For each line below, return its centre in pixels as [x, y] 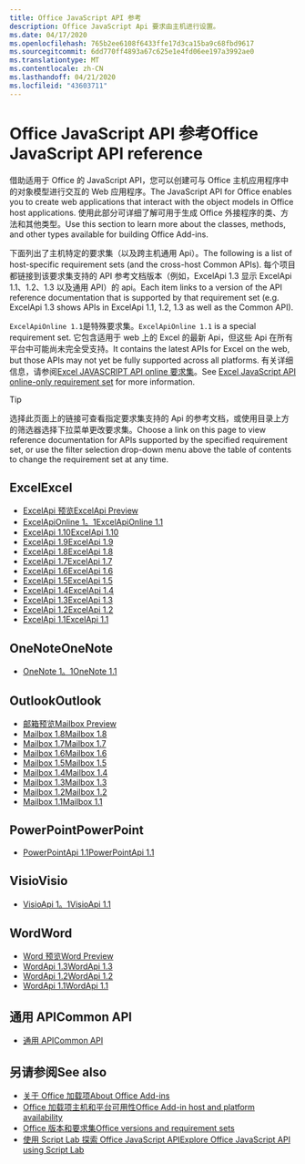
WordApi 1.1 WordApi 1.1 [66, 986]
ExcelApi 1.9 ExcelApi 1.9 [68, 542]
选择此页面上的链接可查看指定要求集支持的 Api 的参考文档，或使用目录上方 [149, 418]
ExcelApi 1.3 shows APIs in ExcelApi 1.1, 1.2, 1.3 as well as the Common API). [152, 307]
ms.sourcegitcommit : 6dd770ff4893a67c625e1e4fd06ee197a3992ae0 [132, 52]
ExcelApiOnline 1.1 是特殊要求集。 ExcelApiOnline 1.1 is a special [133, 325]
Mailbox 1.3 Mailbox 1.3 [65, 782]
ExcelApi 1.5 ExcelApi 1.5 [68, 581]
